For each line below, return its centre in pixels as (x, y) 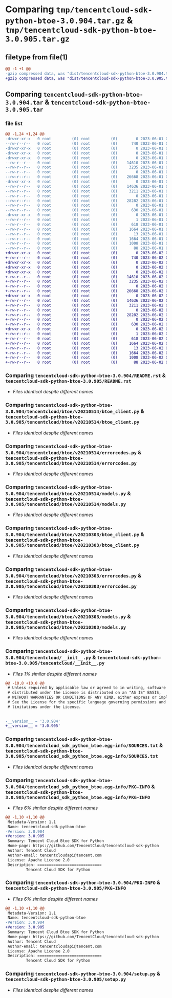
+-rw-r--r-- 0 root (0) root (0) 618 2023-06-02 (84, 339)
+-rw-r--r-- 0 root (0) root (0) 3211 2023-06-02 (84, 305)
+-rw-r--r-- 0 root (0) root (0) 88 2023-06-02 (84, 362)
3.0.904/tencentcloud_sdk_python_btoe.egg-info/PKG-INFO (78, 787)
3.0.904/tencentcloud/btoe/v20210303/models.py (66, 617)
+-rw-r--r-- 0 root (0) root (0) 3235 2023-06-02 (84, 282)
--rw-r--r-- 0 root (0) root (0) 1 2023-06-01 (84, 220)
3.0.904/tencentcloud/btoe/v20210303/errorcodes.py (71, 576)
